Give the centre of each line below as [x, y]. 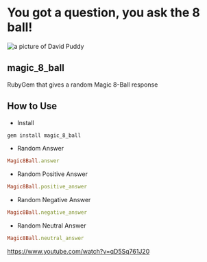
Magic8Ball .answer [33, 161]
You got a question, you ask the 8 [103, 13]
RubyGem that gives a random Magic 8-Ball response [83, 85]
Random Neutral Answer [52, 226]
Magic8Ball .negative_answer [47, 212]
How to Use [32, 106]
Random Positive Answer [52, 174]
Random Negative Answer [54, 200]
